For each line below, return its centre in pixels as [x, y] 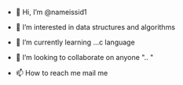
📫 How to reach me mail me [62, 73]
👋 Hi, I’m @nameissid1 [51, 12]
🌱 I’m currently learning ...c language [75, 42]
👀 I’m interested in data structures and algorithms [95, 27]
